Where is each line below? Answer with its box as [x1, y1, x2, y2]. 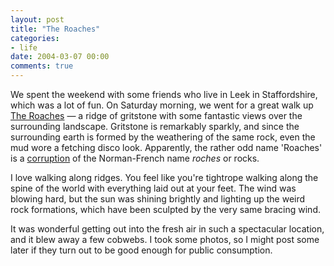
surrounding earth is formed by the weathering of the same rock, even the [10, 131, 316, 143]
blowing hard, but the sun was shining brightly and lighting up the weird [10, 193, 306, 205]
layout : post [10, 14, 65, 25]
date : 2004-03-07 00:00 [10, 52, 110, 62]
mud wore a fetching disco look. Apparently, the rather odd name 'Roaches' [10, 142, 323, 153]
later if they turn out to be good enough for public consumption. [10, 244, 273, 256]
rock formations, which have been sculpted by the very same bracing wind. [10, 204, 321, 215]
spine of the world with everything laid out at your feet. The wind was [10, 182, 297, 194]
